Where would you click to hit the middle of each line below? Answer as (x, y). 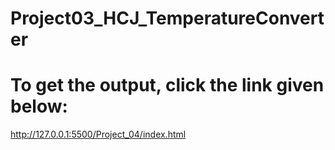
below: (39, 106)
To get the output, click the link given (167, 85)
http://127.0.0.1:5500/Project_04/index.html (98, 134)
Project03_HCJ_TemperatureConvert (167, 18)
